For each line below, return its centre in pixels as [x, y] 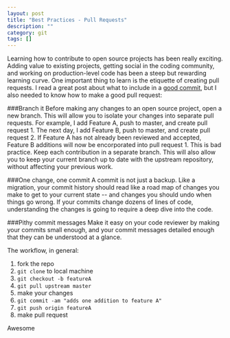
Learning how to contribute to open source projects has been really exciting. [115, 58]
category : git [27, 33]
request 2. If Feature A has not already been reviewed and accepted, [104, 137]
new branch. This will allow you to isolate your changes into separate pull [111, 116]
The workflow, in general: [43, 251]
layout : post [26, 13]
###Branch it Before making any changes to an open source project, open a [114, 109]
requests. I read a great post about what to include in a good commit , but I [112, 88]
